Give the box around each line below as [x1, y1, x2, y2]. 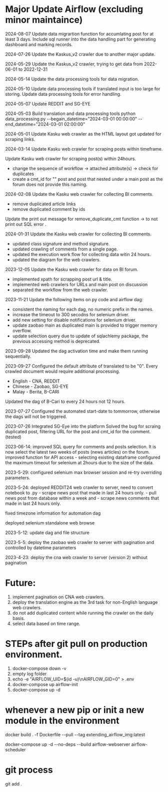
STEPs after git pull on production [5, 638, 148, 649]
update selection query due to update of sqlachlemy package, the [12, 333, 148, 339]
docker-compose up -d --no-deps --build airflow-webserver [5, 741, 130, 747]
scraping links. [5, 136, 35, 142]
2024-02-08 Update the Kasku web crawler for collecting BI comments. [5, 191, 153, 197]
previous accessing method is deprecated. [12, 338, 101, 344]
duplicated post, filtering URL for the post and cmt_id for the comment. [5, 428, 151, 435]
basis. [12, 615, 25, 621]
